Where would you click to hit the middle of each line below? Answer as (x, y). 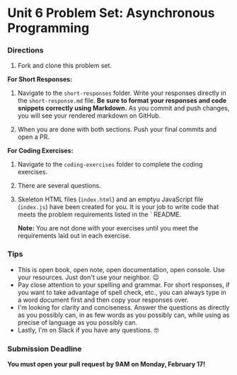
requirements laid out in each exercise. (74, 236)
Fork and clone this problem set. (64, 66)
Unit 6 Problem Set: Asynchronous (111, 13)
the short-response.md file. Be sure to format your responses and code (122, 101)
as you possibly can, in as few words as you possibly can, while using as (123, 315)
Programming (48, 28)
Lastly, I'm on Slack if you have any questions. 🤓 (88, 330)
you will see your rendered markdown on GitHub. (89, 116)
